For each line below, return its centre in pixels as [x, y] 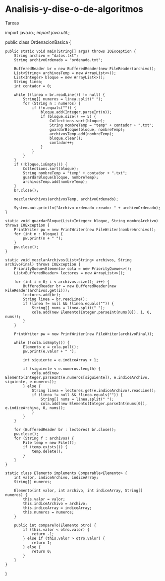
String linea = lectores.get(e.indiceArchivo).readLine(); [94, 390]
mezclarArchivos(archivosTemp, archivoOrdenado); [66, 199]
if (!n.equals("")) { [54, 108]
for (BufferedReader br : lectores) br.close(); [65, 429]
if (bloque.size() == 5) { [68, 116]
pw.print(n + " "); [43, 238]
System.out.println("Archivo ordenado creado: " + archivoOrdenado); [87, 208]
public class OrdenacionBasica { [38, 42]
